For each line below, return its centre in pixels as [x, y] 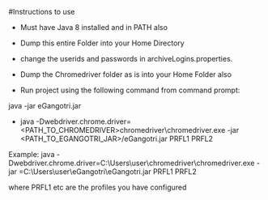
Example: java [32, 154]
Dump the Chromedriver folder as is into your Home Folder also [126, 74]
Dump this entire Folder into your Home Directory [102, 43]
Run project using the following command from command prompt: [130, 90]
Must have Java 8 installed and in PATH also [94, 27]
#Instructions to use [42, 12]
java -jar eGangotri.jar [45, 106]
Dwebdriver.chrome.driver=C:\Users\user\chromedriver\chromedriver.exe [132, 163]
